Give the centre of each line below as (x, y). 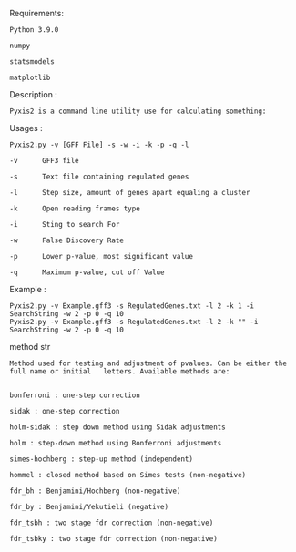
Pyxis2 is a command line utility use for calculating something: (138, 111)
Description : (33, 94)
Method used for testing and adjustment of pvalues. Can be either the (148, 363)
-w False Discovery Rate (67, 240)
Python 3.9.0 (34, 30)
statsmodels (32, 62)
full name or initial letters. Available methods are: (120, 372)
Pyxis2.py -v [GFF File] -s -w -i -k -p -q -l (99, 145)
